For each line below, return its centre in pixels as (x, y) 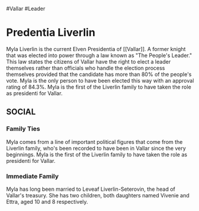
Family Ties (23, 129)
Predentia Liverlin (51, 33)
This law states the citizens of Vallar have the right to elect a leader (88, 61)
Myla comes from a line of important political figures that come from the (94, 141)
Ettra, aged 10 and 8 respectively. (47, 201)
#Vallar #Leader (26, 9)
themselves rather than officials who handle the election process (85, 68)
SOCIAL (21, 112)
